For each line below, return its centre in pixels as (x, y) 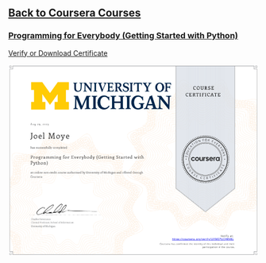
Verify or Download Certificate (58, 53)
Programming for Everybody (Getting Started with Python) (123, 36)
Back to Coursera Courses (75, 13)
